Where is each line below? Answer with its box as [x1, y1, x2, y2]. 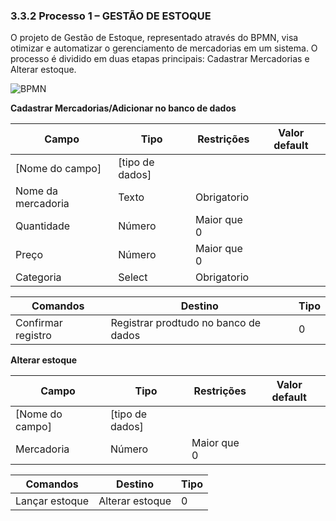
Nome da [15, 184, 59, 198]
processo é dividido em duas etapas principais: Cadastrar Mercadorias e [10, 53, 310, 65]
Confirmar [15, 316, 63, 330]
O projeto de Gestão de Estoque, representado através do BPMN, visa [10, 32, 299, 44]
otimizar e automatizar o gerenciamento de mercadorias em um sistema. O [10, 42, 318, 54]
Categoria [15, 270, 62, 284]
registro [15, 329, 52, 343]
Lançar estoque [15, 494, 90, 508]
